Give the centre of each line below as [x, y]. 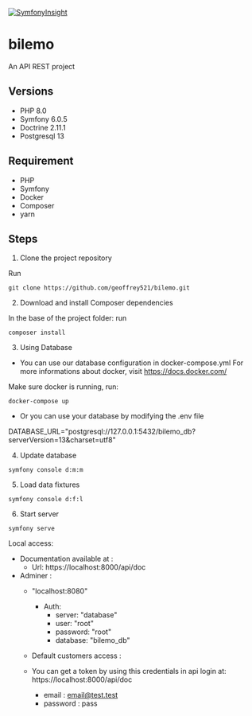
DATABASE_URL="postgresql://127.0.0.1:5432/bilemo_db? [102, 432]
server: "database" [86, 615]
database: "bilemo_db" [93, 640]
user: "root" [74, 624]
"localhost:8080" [60, 591]
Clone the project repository [66, 258]
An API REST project [42, 66]
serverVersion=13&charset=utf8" [62, 440]
